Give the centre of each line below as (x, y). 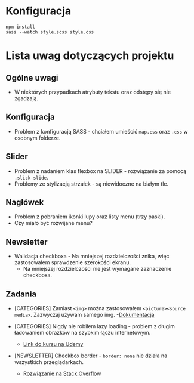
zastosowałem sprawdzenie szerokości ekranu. (73, 262)
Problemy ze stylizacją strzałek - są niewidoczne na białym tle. (91, 184)
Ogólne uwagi (32, 78)
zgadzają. (26, 98)
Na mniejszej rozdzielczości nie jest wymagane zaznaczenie (97, 269)
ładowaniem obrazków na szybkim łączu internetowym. (82, 333)
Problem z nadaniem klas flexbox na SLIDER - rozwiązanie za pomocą (100, 171)
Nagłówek (25, 202)
